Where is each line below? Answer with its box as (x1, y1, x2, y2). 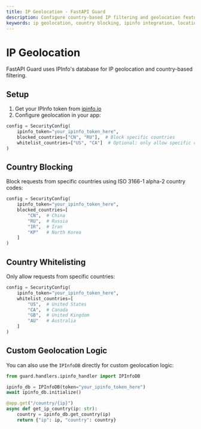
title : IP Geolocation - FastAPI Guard (6, 8, 106, 15)
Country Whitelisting (6, 257, 86, 267)
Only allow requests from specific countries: (6, 273, 115, 280)
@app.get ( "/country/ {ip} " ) (6, 400, 74, 406)
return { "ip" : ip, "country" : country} (17, 417, 117, 423)
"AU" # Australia (28, 318, 77, 324)
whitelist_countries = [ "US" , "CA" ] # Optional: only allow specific (17, 140, 191, 146)
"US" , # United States (28, 301, 87, 307)
